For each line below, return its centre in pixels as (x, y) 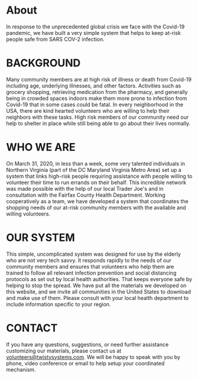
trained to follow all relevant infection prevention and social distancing (91, 273)
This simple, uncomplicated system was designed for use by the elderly (94, 254)
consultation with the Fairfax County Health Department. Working (86, 195)
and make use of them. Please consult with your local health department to (98, 298)
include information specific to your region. (59, 304)
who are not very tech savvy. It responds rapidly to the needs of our (89, 260)
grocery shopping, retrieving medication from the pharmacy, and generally (97, 92)
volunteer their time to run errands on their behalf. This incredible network (96, 182)
